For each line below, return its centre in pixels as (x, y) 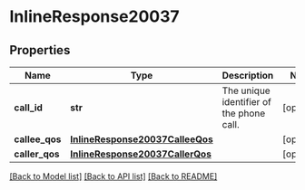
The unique (246, 90)
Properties (40, 50)
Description (248, 76)
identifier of (247, 102)
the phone (244, 113)
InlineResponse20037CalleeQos (142, 139)
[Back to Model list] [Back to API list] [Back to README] (113, 176)
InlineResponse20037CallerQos (141, 154)
